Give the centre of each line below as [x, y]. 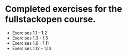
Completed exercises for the [64, 9]
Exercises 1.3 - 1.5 [30, 38]
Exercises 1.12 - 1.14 [32, 48]
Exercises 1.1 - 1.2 [29, 33]
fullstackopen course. [50, 19]
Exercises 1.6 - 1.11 [30, 43]
